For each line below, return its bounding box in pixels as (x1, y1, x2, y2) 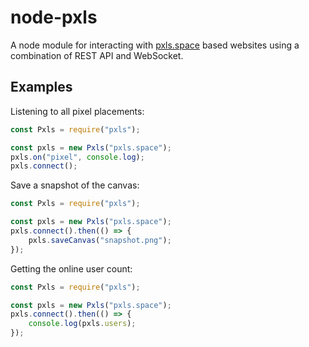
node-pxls (10, 6, 98, 29)
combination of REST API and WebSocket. (10, 49, 184, 61)
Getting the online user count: (10, 262, 133, 275)
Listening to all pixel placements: (10, 105, 145, 117)
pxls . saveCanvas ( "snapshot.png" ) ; (28, 235, 172, 245)
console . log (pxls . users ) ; (28, 319, 137, 329)
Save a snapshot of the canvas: (10, 179, 140, 191)
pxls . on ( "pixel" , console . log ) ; (10, 152, 145, 162)
